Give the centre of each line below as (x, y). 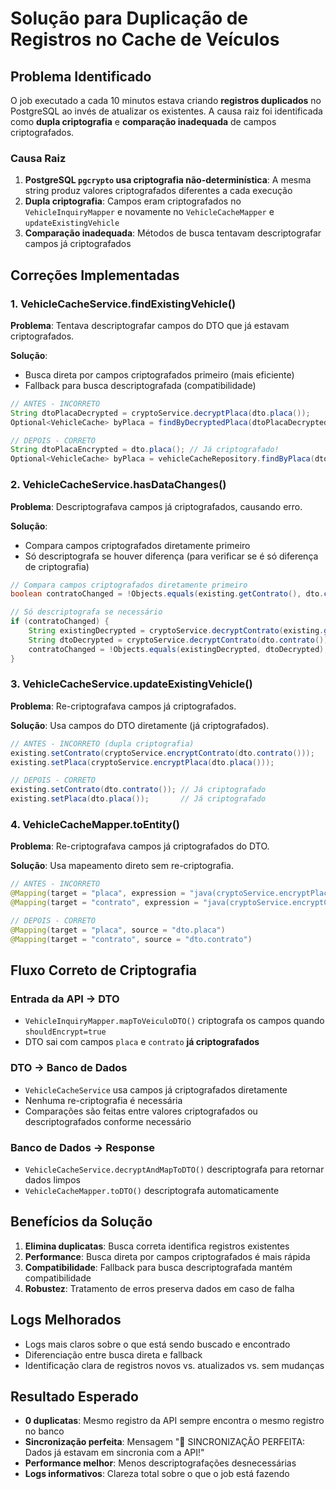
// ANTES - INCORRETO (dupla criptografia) (102, 743)
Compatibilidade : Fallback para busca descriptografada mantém (158, 1267)
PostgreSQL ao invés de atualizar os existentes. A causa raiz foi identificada (166, 111)
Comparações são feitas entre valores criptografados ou (141, 1111)
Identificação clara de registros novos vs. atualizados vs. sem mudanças (174, 1365)
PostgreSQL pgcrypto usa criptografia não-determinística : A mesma (168, 180)
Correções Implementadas (95, 275)
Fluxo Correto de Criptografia (104, 970)
